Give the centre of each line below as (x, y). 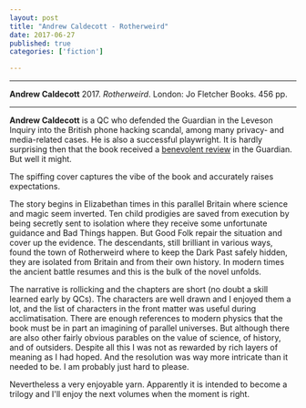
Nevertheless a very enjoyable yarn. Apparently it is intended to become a (148, 384)
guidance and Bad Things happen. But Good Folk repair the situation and (146, 233)
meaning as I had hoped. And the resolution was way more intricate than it (149, 357)
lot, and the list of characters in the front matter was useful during (133, 309)
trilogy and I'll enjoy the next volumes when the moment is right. (130, 394)
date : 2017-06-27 (42, 35)
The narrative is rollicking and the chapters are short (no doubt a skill (139, 290)
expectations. (35, 187)
